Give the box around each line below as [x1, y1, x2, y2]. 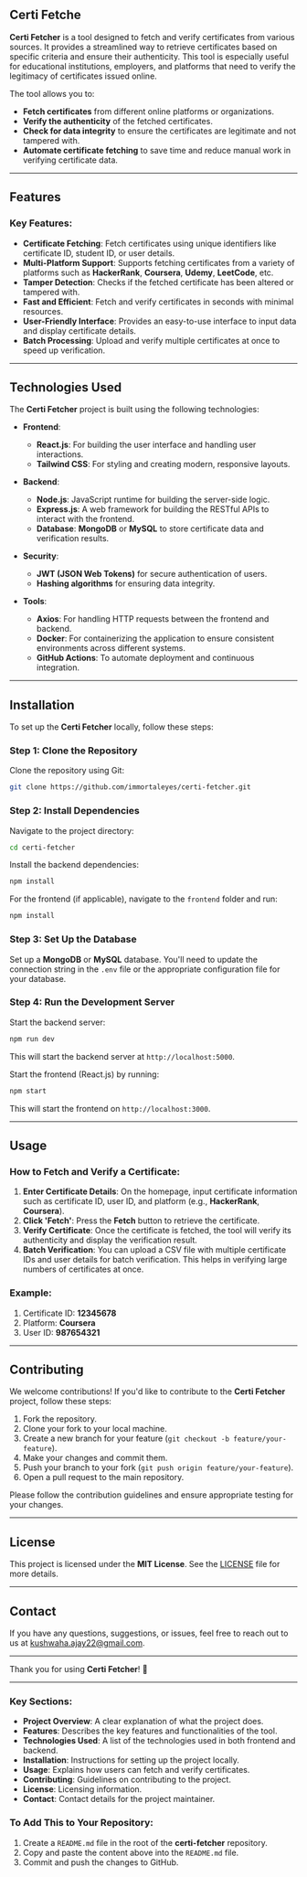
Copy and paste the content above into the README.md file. [22, 1847, 239, 1858]
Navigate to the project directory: [9, 825, 134, 836]
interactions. [36, 449, 84, 460]
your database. [9, 973, 67, 984]
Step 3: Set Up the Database [9, 933, 137, 945]
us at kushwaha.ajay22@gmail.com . [9, 1637, 145, 1648]
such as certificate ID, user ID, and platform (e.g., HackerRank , [22, 1196, 260, 1207]
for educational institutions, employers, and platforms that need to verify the [9, 60, 296, 71]
